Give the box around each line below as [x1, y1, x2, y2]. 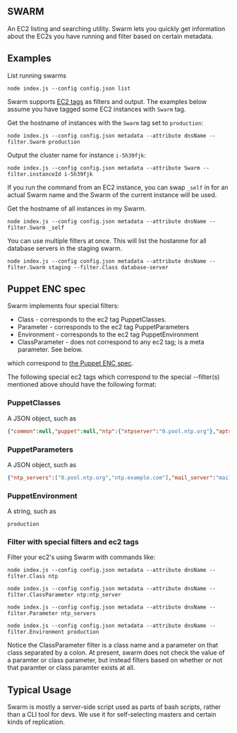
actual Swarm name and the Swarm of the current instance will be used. [7, 190, 217, 199]
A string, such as [7, 507, 56, 515]
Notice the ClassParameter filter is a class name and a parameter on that [7, 641, 219, 650]
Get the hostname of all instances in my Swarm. [7, 204, 147, 213]
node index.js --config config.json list [7, 85, 131, 92]
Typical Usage [7, 684, 72, 696]
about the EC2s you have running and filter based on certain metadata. [7, 32, 214, 40]
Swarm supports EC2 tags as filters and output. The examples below [7, 97, 207, 105]
